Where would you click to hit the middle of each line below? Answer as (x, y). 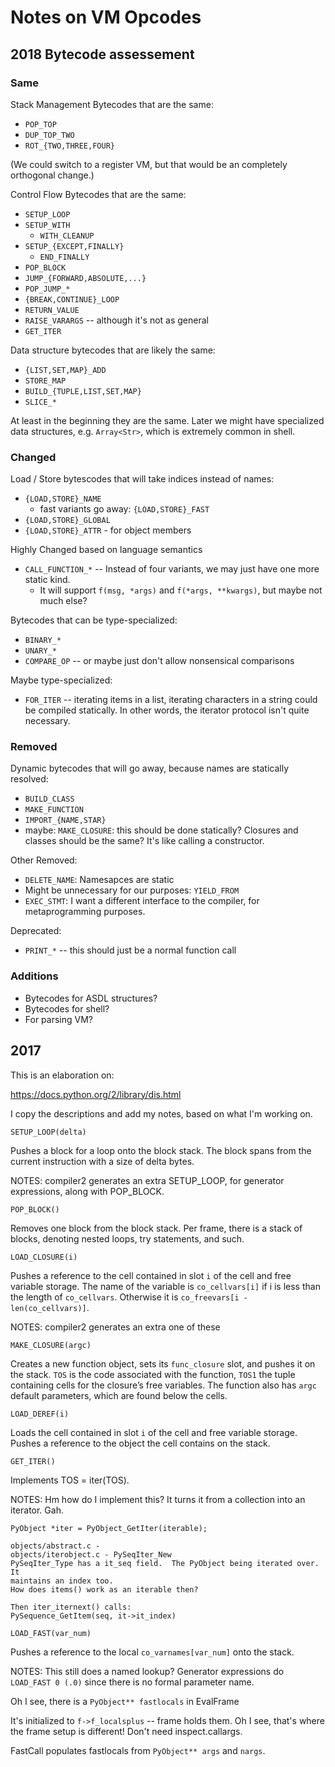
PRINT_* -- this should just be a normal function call (130, 950)
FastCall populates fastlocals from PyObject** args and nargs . (138, 1750)
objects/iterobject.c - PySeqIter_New (91, 1554)
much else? (63, 601)
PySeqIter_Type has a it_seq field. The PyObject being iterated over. (165, 1563)
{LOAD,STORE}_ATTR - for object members (108, 530)
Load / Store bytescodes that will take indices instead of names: (142, 479)
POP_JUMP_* (47, 289)
